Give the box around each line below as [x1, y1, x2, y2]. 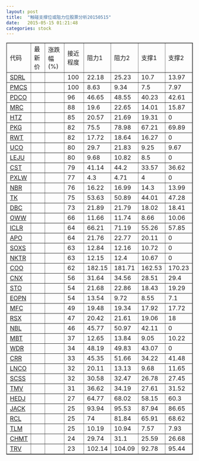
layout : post [6, 8, 38, 15]
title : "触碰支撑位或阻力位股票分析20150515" [6, 14, 111, 20]
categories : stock [6, 25, 52, 32]
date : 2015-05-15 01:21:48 [6, 20, 78, 26]
